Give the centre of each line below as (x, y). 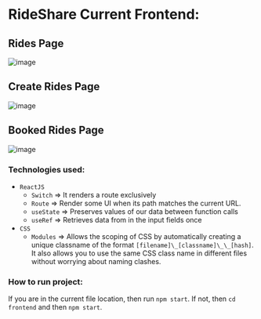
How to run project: (46, 281)
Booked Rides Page (56, 130)
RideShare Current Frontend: (104, 14)
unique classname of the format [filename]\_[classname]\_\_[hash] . (143, 245)
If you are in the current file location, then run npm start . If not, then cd (122, 299)
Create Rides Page (54, 87)
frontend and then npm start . (55, 307)
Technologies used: (47, 169)
